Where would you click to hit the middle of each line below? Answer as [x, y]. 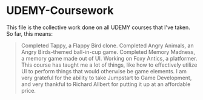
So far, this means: [30, 33]
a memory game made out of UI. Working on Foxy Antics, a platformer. [109, 58]
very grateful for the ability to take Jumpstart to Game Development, [106, 78]
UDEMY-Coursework [60, 11]
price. [28, 90]
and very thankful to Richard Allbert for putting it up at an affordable [106, 84]
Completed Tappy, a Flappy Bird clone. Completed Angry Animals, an [107, 45]
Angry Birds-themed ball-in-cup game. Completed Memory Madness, [108, 52]
